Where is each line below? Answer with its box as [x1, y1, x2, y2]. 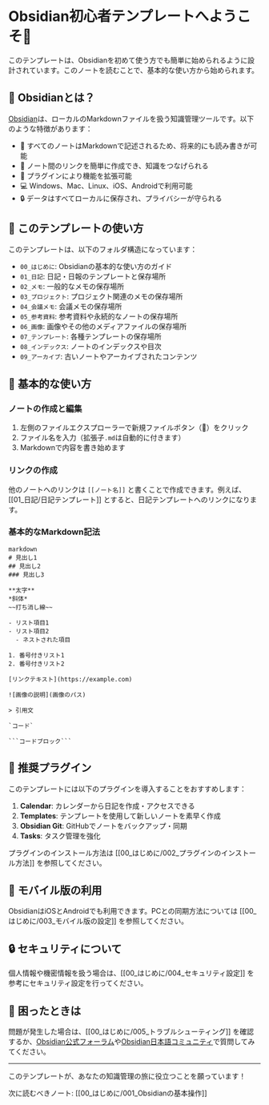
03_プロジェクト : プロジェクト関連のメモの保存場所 [19, 291, 183, 301]
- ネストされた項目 [15, 636, 70, 644]
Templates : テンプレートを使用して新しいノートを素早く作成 [19, 810, 222, 821]
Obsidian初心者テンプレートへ [8, 7, 210, 26]
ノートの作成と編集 [8, 403, 82, 414]
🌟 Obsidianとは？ [8, 91, 95, 105]
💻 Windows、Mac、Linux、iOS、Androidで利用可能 [19, 181, 194, 191]
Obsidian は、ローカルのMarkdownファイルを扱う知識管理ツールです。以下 [8, 114, 255, 123]
